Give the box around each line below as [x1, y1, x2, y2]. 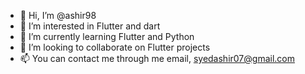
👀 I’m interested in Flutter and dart [19, 20, 161, 32]
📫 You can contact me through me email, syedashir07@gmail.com [19, 53, 295, 64]
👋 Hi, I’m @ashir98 [19, 10, 97, 21]
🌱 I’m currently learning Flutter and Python [19, 31, 195, 42]
